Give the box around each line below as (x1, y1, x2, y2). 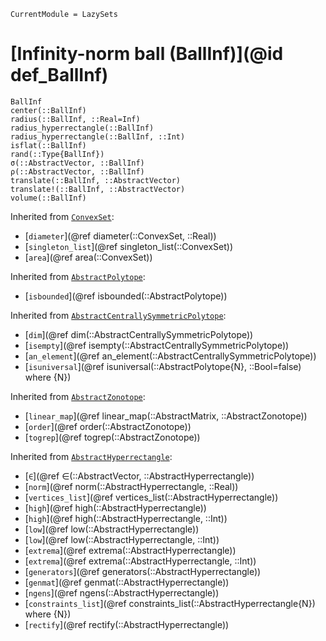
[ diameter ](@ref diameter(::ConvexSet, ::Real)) (24, 230, 217, 242)
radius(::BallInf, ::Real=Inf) (10, 114, 141, 124)
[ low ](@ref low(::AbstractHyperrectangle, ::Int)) (24, 533, 220, 545)
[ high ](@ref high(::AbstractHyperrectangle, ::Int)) (24, 512, 228, 524)
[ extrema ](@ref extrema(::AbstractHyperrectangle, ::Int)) (24, 555, 257, 567)
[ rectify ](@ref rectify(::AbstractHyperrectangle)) (24, 618, 230, 630)
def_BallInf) (10, 64, 109, 87)
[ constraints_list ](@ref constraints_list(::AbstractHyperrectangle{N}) (24, 597, 316, 609)
